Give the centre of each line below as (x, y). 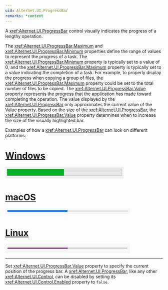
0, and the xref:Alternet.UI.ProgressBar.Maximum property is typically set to (83, 67)
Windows (25, 156)
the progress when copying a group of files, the (54, 78)
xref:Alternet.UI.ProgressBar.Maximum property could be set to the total (79, 83)
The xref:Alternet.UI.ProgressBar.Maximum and (54, 46)
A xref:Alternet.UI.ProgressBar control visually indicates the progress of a (81, 31)
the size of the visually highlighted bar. (45, 120)
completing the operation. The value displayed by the (60, 99)
